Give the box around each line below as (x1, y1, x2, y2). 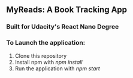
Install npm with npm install (14, 58, 83, 65)
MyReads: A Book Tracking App (6, 5, 128, 15)
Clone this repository (14, 52, 67, 59)
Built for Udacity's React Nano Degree (6, 23, 119, 31)
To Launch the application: (6, 39, 86, 47)
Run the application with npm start (14, 65, 100, 72)
